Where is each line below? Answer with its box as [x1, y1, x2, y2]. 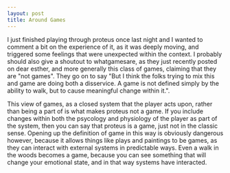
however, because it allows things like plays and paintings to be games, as [7, 136, 218, 144]
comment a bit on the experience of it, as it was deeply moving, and [7, 43, 199, 51]
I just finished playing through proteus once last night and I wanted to [7, 35, 203, 43]
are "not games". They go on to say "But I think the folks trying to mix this [7, 71, 215, 80]
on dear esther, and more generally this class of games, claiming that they [7, 65, 217, 73]
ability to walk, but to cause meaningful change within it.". [7, 86, 170, 95]
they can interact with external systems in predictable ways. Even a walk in [7, 143, 219, 152]
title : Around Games [7, 16, 67, 23]
